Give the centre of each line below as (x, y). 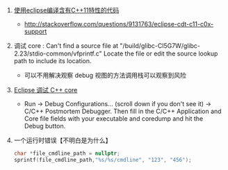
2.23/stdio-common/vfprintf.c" (58, 53)
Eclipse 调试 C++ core (46, 90)
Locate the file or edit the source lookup (161, 53)
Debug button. (45, 126)
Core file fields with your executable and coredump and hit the (114, 119)
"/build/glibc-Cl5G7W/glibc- (160, 46)
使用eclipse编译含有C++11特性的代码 (66, 10)
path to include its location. (52, 61)
